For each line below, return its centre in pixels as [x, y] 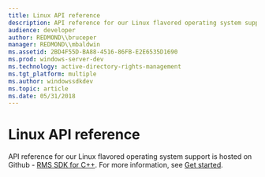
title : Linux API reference [54, 15]
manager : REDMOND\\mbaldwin [54, 45]
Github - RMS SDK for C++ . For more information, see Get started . [116, 165]
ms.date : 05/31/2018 [42, 96]
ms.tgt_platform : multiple [52, 74]
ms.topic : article [38, 88]
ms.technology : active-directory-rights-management [95, 67]
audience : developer [42, 30]
